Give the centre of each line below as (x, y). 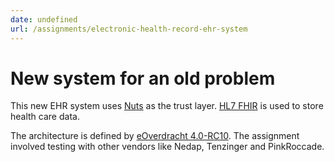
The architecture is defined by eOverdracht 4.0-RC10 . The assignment (155, 136)
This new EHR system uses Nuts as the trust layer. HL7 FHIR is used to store (167, 106)
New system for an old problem (143, 78)
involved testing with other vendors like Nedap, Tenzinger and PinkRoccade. (167, 147)
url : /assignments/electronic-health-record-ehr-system (129, 29)
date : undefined (44, 19)
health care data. (45, 117)
